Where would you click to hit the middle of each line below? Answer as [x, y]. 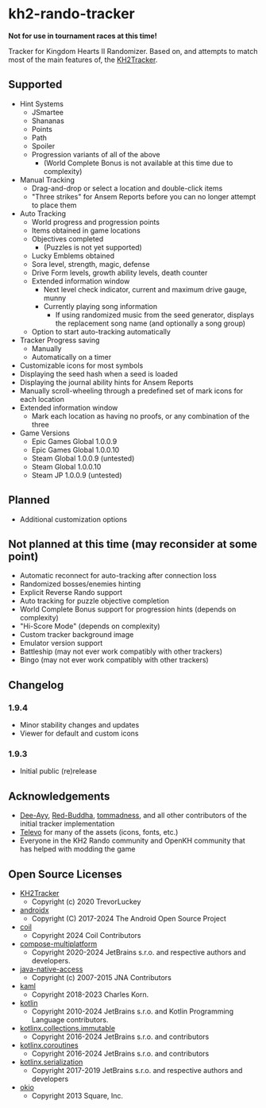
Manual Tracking [47, 180]
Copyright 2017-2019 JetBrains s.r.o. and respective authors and [137, 1070]
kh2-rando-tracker [71, 14]
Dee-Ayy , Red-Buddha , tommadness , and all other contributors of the [133, 816]
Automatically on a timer [71, 357]
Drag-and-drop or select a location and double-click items [127, 188]
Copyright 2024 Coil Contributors [86, 935]
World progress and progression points [96, 222]
